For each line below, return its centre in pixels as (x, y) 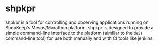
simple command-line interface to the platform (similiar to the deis (74, 33)
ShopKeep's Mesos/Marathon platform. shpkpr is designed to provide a (79, 27)
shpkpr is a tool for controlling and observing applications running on (77, 22)
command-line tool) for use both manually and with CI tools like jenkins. (79, 38)
